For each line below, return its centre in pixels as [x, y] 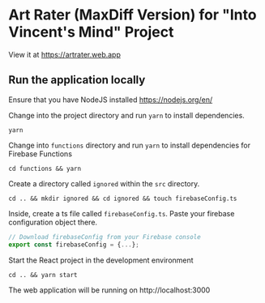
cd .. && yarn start [43, 275]
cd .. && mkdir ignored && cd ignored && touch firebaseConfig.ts [123, 198]
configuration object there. [53, 222]
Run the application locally [77, 80]
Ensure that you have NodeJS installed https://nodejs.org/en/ [111, 100]
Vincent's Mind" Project [91, 32]
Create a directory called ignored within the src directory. [104, 183]
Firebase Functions [41, 154]
